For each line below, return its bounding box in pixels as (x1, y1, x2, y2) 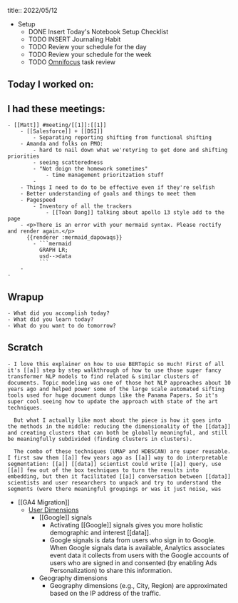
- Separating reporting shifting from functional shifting (33, 134, 212, 141)
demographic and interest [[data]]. (49, 528, 151, 537)
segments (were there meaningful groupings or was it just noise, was (7, 485, 222, 492)
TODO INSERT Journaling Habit (28, 35, 121, 44)
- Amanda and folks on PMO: (20, 141, 103, 148)
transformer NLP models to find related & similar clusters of (7, 373, 200, 380)
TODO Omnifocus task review (28, 58, 116, 66)
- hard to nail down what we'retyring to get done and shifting (33, 146, 228, 154)
